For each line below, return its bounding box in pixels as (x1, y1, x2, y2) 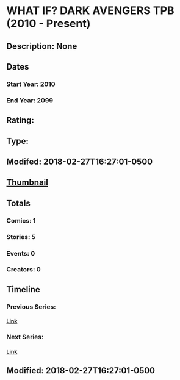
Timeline (6, 284, 41, 295)
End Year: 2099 (6, 96, 54, 104)
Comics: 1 (6, 216, 36, 224)
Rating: (6, 115, 35, 126)
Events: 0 (6, 249, 35, 257)
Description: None (6, 41, 77, 51)
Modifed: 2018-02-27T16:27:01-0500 (6, 156, 153, 167)
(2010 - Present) (6, 16, 91, 30)
